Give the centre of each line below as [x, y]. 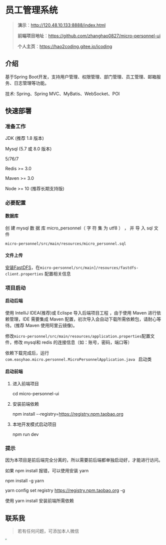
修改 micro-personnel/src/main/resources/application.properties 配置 [78, 336]
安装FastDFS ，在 [23, 267]
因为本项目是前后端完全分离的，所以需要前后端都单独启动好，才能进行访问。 [84, 460]
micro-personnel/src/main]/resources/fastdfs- [89, 268]
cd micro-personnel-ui [35, 394]
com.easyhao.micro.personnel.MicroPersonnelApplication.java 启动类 [78, 359]
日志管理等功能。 [31, 83]
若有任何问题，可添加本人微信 [48, 531]
